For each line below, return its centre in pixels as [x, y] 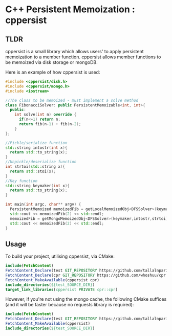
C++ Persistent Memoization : [70, 9]
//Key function [21, 181]
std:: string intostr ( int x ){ [36, 148]
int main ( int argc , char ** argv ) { [43, 205]
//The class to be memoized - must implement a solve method [72, 100]
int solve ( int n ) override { [46, 115]
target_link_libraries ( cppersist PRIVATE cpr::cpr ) [61, 289]
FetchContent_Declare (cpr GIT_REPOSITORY [50, 275]
